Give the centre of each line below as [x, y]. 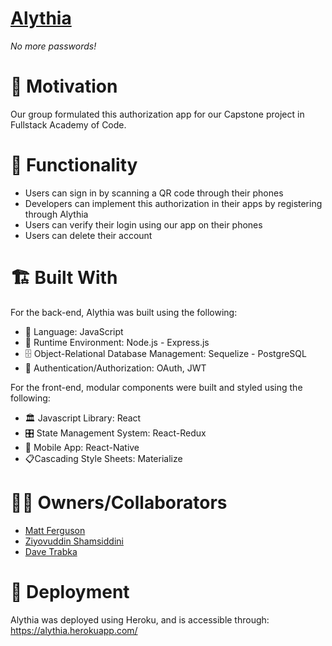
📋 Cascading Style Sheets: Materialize [103, 458]
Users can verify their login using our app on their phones [143, 224]
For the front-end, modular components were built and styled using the [156, 387]
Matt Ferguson [55, 530]
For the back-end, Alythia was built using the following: [124, 312]
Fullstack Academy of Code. [68, 124]
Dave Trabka [51, 551]
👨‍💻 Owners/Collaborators [119, 502]
